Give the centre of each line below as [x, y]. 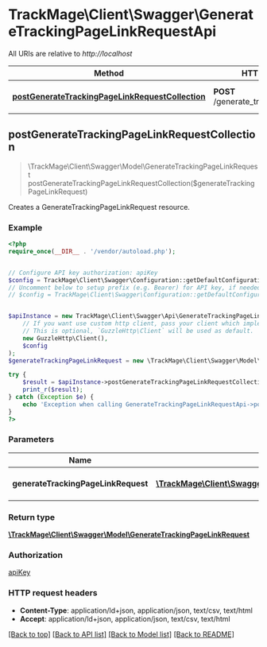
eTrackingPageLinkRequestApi [112, 31]
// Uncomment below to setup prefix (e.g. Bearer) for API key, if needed [135, 288]
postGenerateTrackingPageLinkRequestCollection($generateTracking [141, 183]
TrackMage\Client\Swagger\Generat [131, 15]
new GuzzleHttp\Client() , [66, 338]
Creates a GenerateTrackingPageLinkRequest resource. [99, 207]
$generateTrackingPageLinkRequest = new [76, 360]
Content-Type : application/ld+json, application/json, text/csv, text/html [136, 610]
